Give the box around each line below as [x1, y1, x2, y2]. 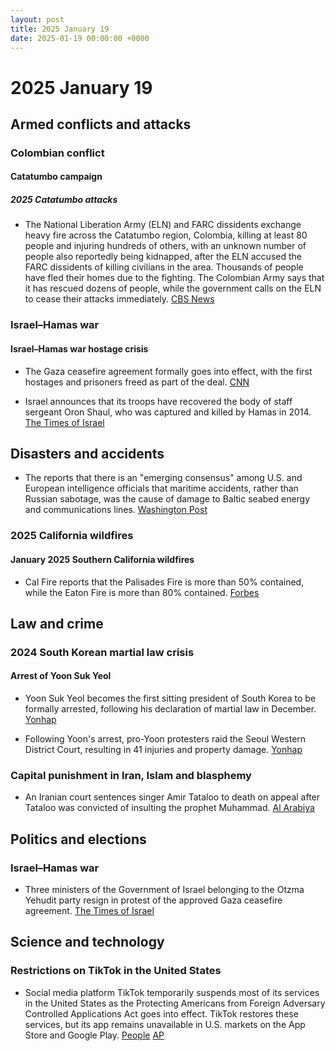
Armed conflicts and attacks [10, 116, 192, 133]
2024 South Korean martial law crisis [10, 645, 195, 659]
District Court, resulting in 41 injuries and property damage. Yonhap [24, 744, 303, 756]
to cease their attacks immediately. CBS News [24, 293, 215, 305]
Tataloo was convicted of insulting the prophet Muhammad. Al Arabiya [24, 802, 315, 814]
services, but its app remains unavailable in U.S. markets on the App [24, 1018, 306, 1030]
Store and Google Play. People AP [24, 1029, 165, 1041]
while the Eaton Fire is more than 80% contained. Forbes [24, 586, 260, 598]
